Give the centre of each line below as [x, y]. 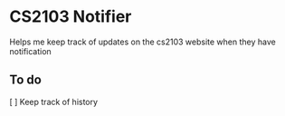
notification [30, 51]
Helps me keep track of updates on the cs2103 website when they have [142, 42]
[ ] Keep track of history [53, 101]
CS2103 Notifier [71, 17]
